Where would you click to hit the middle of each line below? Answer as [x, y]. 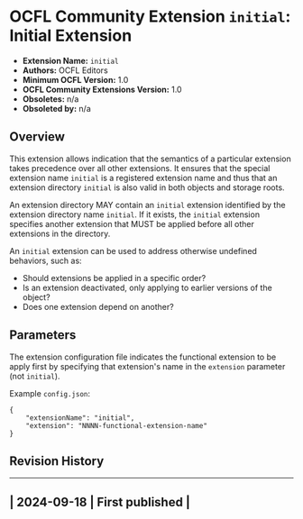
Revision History [57, 461]
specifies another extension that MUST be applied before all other [132, 223]
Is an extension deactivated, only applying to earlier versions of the [147, 287]
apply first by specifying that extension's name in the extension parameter [147, 366]
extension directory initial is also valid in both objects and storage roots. [147, 187]
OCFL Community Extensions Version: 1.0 [102, 89]
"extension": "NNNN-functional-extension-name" [116, 425]
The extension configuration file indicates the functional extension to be [143, 357]
